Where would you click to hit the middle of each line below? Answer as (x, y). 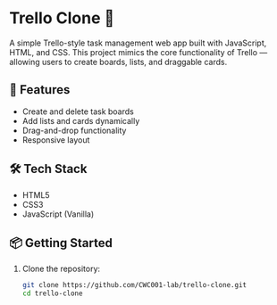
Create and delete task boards (78, 111)
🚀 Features (40, 90)
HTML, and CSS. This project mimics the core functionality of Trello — (138, 52)
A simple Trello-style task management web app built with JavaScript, (138, 43)
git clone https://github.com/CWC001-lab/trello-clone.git (134, 285)
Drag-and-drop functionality (74, 130)
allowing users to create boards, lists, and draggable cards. (118, 62)
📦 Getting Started (61, 243)
